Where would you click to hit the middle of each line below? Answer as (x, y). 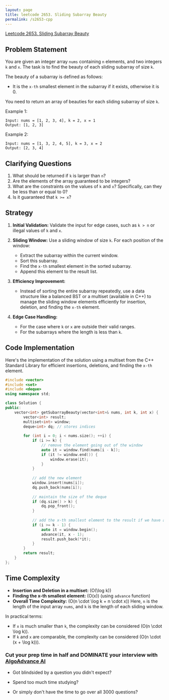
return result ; (39, 553)
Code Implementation (40, 348)
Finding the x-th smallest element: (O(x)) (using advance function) (81, 596)
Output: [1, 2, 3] (24, 125)
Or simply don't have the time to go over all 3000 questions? (75, 692)
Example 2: (17, 135)
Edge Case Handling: (35, 317)
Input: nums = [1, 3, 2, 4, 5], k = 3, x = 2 (54, 144)
